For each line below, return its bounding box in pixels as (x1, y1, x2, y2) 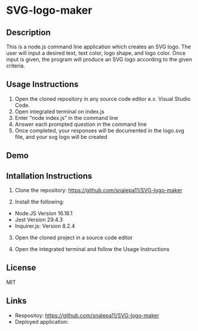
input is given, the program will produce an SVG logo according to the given (6, 56, 193, 63)
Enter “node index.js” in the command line (14, 114, 118, 121)
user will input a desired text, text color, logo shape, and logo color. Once (6, 50, 186, 57)
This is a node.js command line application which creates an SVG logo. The (6, 43, 191, 50)
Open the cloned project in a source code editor (14, 234, 133, 242)
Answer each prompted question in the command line (14, 120, 147, 128)
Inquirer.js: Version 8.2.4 (14, 222, 76, 230)
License (6, 263, 36, 273)
